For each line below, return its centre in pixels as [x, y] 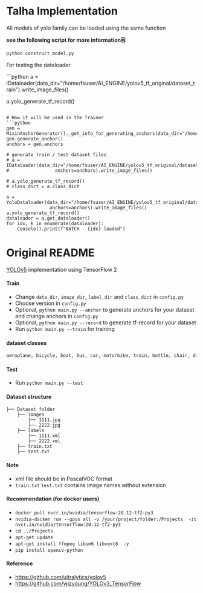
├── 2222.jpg [44, 425]
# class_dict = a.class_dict [43, 186]
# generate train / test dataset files [56, 155]
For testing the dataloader [38, 65]
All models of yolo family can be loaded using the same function [86, 28]
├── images [31, 415]
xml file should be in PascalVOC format [64, 479]
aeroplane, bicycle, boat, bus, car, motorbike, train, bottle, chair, [98, 356]
